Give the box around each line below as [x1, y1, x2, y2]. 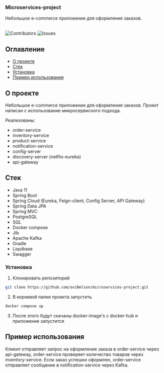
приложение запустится [12, 318, 64, 324]
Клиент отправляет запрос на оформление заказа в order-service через [5, 346, 159, 352]
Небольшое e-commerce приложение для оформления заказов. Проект [5, 102, 159, 108]
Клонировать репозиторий [12, 275, 70, 281]
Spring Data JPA [12, 203, 46, 209]
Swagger [12, 251, 31, 257]
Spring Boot [12, 192, 37, 198]
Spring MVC [12, 208, 38, 214]
